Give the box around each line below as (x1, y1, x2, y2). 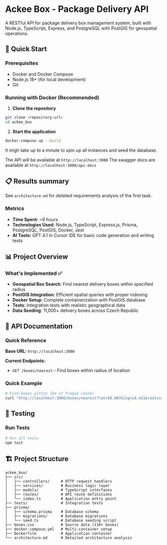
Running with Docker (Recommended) (5, 94, 99, 101)
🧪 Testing (5, 409, 35, 418)
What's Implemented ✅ (5, 270, 63, 277)
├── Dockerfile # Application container (5, 531, 112, 536)
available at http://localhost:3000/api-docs (5, 162, 97, 168)
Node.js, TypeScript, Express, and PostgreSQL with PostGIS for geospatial (5, 25, 158, 31)
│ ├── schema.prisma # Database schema (5, 509, 99, 515)
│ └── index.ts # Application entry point (5, 496, 117, 501)
